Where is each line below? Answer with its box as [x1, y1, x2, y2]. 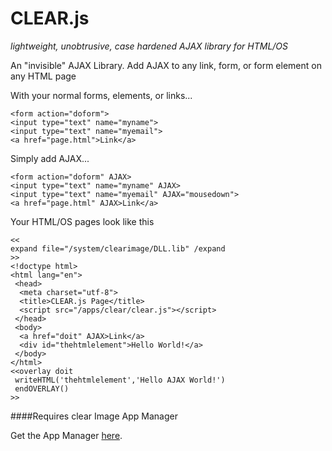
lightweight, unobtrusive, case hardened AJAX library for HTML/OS [10, 40, 289, 52]
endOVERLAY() [14, 383, 70, 394]
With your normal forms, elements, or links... [10, 89, 193, 101]
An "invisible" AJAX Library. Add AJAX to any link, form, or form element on [10, 59, 322, 71]
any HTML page [10, 70, 77, 82]
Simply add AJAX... [10, 152, 90, 164]
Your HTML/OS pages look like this [10, 215, 155, 227]
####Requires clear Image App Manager [10, 410, 178, 422]
